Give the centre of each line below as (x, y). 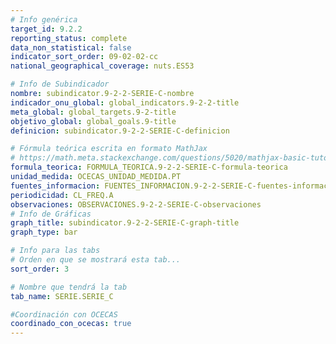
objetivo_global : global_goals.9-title (93, 121)
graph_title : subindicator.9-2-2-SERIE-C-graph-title (125, 223)
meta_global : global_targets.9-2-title (93, 112)
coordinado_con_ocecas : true (71, 324)
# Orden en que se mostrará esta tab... (96, 260)
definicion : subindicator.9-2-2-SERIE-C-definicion (120, 131)
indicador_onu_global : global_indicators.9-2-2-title (125, 102)
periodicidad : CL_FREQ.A (62, 195)
